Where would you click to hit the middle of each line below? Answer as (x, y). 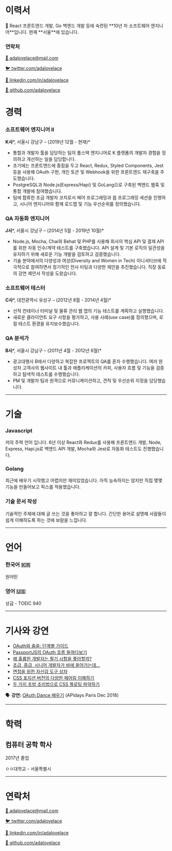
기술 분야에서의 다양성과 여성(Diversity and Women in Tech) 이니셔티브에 (87, 261)
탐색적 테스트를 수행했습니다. (51, 374)
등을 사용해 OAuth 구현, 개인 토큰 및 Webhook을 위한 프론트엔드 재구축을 (86, 172)
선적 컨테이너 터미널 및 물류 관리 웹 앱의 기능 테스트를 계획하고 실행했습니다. (89, 311)
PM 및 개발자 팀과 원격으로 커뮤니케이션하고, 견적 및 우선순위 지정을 (80, 380)
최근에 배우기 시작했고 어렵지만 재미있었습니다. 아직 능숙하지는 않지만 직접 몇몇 (84, 481)
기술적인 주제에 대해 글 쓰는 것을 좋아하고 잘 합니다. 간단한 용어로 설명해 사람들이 (86, 514)
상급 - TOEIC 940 (24, 603)
